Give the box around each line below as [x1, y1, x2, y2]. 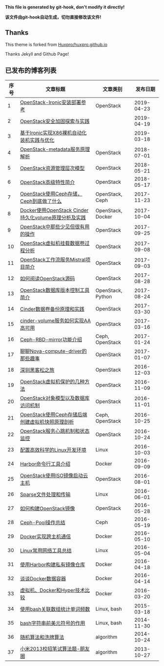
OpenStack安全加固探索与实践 [20, 118, 90, 124]
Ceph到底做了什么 [20, 198, 62, 204]
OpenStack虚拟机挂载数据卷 [20, 240, 85, 246]
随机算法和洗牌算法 [20, 634, 64, 641]
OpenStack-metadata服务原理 [20, 146, 90, 153]
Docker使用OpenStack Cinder [20, 207, 89, 214]
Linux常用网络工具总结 [20, 547, 72, 554]
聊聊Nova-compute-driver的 [20, 347, 87, 354]
